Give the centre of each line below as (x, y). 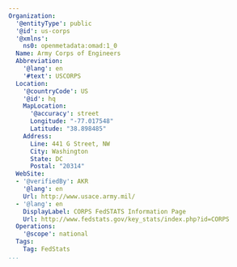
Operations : (36, 227)
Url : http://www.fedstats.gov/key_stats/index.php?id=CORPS (126, 219)
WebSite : (30, 174)
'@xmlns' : (32, 38)
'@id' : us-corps (43, 31)
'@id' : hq (40, 99)
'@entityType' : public (54, 23)
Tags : (25, 242)
